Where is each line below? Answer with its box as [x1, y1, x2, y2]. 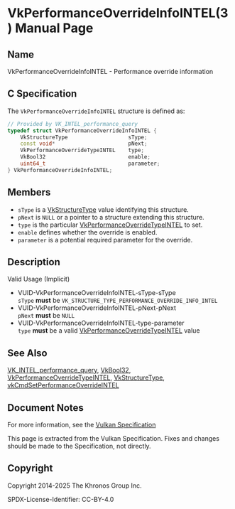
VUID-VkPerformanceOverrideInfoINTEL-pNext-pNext [17, 304, 176, 312]
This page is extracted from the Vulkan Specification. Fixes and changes [7, 434, 220, 443]
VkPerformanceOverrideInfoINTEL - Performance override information [7, 68, 214, 75]
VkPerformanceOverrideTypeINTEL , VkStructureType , [7, 373, 165, 382]
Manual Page [15, 20, 94, 36]
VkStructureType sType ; [20, 134, 148, 141]
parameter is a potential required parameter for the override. [17, 235, 193, 244]
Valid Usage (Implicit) [7, 275, 70, 284]
